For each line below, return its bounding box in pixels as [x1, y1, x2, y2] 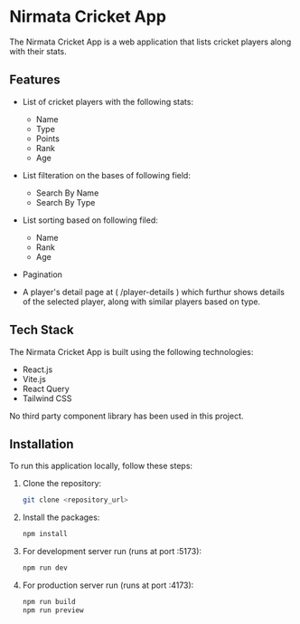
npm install [22, 530, 68, 539]
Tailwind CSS [22, 392, 72, 404]
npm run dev [22, 563, 68, 572]
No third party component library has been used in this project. [9, 410, 244, 421]
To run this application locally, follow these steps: [9, 460, 192, 472]
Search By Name [35, 187, 99, 198]
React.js [22, 364, 53, 375]
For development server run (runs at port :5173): [22, 546, 202, 557]
